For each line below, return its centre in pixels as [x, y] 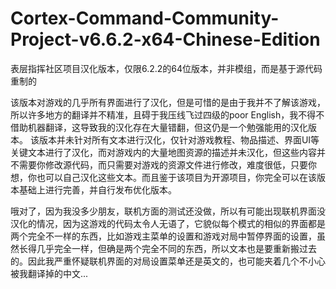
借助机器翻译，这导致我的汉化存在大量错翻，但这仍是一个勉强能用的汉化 [159, 127]
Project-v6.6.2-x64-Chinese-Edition [165, 39]
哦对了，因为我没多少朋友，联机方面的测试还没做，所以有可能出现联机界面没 [168, 211]
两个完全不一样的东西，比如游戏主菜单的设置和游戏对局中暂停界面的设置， [163, 236]
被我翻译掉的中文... [49, 273]
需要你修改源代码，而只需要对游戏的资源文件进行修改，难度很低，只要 [163, 164]
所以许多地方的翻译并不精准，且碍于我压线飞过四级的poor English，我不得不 [167, 114]
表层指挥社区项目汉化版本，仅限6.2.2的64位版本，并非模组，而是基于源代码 [166, 68]
